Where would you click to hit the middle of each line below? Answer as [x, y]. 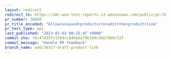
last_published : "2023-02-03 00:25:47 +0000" [54, 33]
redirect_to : [19, 15]
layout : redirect [23, 10]
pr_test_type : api [24, 29]
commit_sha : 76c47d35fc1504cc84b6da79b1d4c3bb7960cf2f [64, 38]
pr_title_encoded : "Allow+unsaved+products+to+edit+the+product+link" [81, 24]
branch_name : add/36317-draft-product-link [52, 47]
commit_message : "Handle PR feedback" [46, 43]
